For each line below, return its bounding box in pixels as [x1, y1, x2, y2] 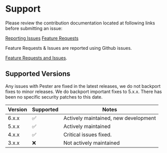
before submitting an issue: [5, 25, 63, 31]
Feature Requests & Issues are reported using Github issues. [5, 45, 132, 51]
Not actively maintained [63, 139, 120, 146]
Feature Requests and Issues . [5, 54, 68, 61]
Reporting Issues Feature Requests [5, 35, 79, 41]
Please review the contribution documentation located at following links [5, 20, 155, 26]
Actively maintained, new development [63, 114, 156, 121]
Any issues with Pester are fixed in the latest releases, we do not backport [5, 83, 161, 89]
